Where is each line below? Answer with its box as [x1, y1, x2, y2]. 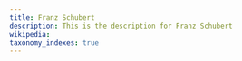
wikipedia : [9, 30, 51, 39]
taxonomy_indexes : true [9, 38, 100, 48]
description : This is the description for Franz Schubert [9, 22, 233, 30]
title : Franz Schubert [9, 13, 95, 22]
